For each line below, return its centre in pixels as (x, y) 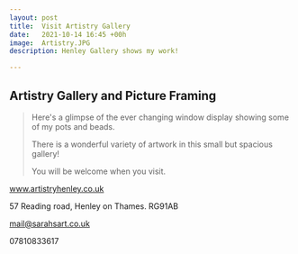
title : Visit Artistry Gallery (70, 26)
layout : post (34, 18)
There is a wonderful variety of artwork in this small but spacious (152, 144)
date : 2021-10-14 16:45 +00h (68, 34)
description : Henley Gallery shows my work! (94, 51)
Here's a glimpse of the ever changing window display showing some (160, 117)
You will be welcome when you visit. (99, 171)
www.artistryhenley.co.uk (57, 188)
